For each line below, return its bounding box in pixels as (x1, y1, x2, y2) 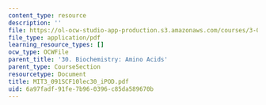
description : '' (8, 19, 62, 27)
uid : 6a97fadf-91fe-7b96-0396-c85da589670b (8, 84, 154, 93)
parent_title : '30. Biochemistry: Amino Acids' (8, 56, 169, 64)
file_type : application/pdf (8, 33, 101, 42)
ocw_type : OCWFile (8, 48, 69, 56)
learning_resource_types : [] (8, 41, 104, 49)
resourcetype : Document (8, 70, 87, 78)
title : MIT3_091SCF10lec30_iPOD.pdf (8, 77, 129, 85)
